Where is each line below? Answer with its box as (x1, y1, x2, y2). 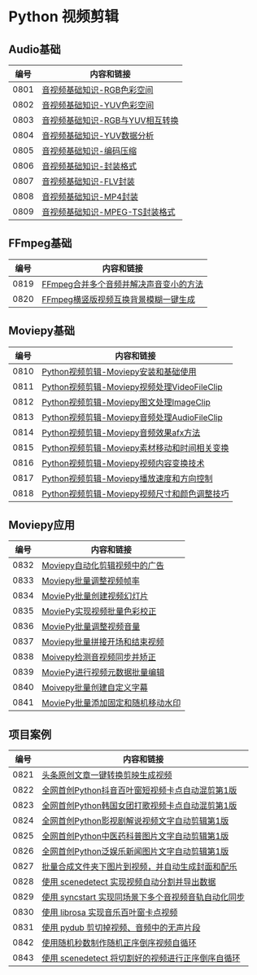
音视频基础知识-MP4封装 (41, 191, 138, 202)
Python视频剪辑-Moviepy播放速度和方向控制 (41, 473, 213, 484)
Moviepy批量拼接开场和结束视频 (41, 636, 164, 648)
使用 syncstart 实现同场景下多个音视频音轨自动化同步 (41, 892, 246, 903)
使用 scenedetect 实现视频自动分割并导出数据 (41, 877, 216, 888)
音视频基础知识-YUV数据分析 (41, 130, 155, 141)
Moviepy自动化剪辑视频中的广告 (41, 560, 164, 571)
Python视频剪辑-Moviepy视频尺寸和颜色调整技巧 (41, 487, 229, 499)
